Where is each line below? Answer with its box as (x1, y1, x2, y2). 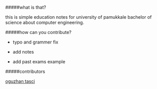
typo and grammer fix (12, 39, 59, 45)
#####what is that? (5, 5, 46, 10)
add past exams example (12, 59, 65, 65)
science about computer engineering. (5, 20, 84, 25)
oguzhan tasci (5, 78, 35, 84)
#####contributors (5, 68, 45, 74)
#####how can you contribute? (5, 29, 72, 35)
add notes (12, 49, 34, 55)
